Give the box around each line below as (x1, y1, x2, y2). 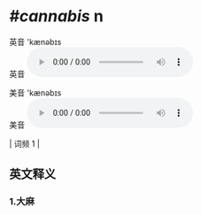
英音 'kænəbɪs (9, 36, 62, 47)
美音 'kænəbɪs (9, 87, 62, 98)
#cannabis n (9, 6, 104, 27)
